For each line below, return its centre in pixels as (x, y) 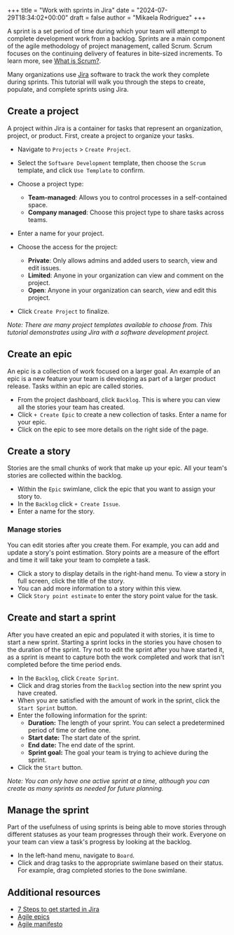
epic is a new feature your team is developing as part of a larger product (111, 378)
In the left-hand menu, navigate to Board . (76, 856)
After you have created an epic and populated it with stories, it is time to (111, 635)
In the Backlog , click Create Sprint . (68, 678)
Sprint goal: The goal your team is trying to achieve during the (118, 752)
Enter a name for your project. (61, 233)
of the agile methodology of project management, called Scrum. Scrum (110, 46)
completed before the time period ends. (65, 664)
